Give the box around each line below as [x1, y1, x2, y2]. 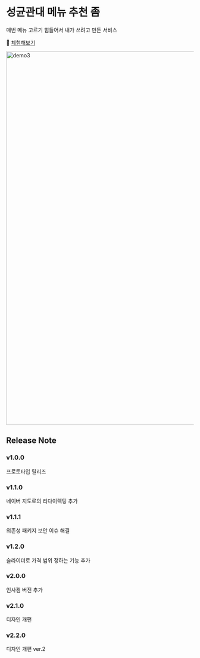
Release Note [6, 436, 57, 446]
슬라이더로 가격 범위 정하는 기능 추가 [6, 556, 90, 564]
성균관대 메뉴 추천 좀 [6, 5, 100, 19]
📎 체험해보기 [6, 39, 36, 46]
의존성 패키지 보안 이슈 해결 [6, 527, 70, 534]
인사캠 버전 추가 [6, 586, 43, 593]
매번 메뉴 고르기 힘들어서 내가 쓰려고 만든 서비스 [6, 26, 118, 33]
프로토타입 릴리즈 [6, 467, 46, 475]
